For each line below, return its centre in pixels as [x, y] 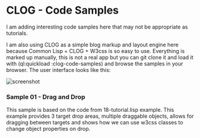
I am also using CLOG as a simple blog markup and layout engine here [93, 45]
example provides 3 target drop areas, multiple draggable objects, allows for [100, 116]
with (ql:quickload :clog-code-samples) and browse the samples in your [95, 64]
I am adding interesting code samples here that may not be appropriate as [97, 27]
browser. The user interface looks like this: [59, 70]
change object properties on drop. [48, 129]
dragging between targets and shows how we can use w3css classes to [95, 123]
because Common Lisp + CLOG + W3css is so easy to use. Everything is [96, 51]
